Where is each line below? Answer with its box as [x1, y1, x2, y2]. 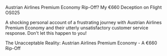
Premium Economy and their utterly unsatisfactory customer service [5, 25, 149, 31]
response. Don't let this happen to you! [5, 30, 87, 36]
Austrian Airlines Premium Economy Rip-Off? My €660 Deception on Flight [5, 5, 162, 10]
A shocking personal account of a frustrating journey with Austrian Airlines [5, 20, 162, 25]
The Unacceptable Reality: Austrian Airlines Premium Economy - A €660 [5, 40, 157, 46]
